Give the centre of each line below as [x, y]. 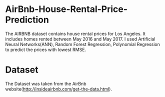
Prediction [27, 20]
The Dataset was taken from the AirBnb [46, 83]
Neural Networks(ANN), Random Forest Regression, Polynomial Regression [82, 44]
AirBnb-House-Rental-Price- [66, 9]
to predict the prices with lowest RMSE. [46, 49]
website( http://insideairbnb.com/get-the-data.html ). [59, 89]
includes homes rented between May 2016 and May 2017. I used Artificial [80, 39]
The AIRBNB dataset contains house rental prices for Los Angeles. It [75, 33]
